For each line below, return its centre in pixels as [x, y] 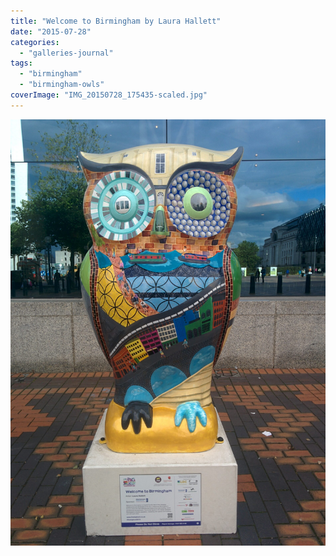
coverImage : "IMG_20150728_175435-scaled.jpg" [109, 95]
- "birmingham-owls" [62, 85]
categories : [35, 42]
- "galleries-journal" [66, 53]
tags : [21, 63]
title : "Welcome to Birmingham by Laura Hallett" [116, 21]
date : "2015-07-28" [51, 31]
